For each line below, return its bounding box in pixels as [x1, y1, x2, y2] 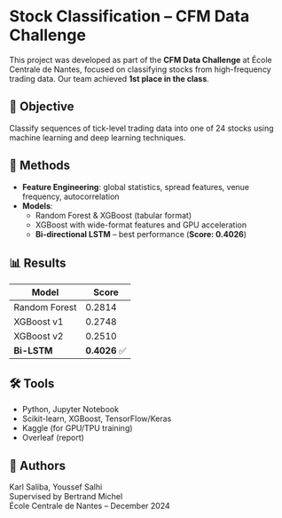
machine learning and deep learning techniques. [9, 131, 186, 143]
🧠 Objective [9, 100, 74, 115]
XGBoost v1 [13, 315, 64, 328]
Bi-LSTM [13, 345, 53, 357]
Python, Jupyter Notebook [21, 404, 120, 415]
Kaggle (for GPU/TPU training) [21, 423, 133, 434]
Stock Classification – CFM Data [9, 6, 250, 27]
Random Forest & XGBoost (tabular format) [35, 210, 192, 220]
